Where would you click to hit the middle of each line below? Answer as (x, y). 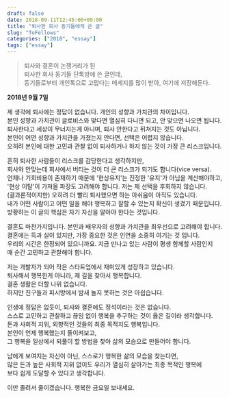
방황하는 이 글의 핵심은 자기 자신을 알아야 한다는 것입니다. (84, 212)
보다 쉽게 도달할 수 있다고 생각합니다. (56, 373)
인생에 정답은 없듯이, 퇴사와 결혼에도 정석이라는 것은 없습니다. (89, 307)
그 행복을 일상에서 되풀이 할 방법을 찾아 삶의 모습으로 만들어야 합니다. (99, 341)
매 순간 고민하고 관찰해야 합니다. (50, 252)
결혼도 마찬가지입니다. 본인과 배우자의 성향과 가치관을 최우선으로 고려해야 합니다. (115, 226)
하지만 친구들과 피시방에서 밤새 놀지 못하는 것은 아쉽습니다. (85, 293)
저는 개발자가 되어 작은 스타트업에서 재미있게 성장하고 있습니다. (91, 267)
